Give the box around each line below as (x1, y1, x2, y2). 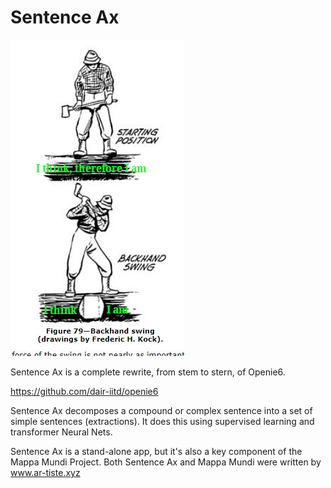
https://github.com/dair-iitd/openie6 (10, 385, 159, 397)
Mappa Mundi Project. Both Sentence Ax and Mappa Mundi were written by (10, 456, 322, 468)
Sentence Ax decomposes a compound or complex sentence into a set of (10, 404, 313, 416)
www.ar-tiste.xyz (10, 466, 81, 478)
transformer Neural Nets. (10, 426, 113, 438)
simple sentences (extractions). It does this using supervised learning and (10, 415, 315, 427)
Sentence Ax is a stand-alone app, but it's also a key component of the (10, 445, 303, 457)
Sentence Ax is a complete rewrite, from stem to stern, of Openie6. (10, 366, 286, 378)
